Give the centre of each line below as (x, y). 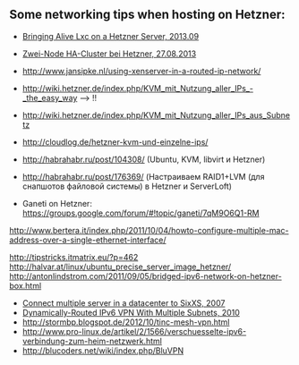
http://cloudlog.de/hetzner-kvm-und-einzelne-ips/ (115, 141)
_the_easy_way (50, 98)
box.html (26, 285)
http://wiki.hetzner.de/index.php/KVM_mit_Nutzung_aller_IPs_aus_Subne (156, 115)
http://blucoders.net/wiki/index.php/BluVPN (103, 350)
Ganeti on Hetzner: (57, 203)
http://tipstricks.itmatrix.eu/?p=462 (74, 257)
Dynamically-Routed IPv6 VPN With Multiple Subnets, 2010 (131, 312)
